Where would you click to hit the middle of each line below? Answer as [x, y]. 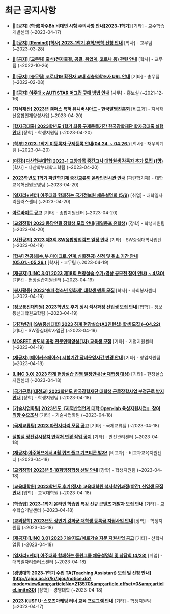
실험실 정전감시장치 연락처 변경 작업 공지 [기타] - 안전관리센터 [73, 436]
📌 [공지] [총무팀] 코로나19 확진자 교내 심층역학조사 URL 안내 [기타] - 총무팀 [86, 76]
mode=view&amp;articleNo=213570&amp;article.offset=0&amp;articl [88, 584]
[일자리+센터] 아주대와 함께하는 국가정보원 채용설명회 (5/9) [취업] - [79, 195]
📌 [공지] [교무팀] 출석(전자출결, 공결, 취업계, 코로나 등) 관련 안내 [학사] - [83, 59]
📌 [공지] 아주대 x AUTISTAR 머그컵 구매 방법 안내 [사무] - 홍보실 [76, 93]
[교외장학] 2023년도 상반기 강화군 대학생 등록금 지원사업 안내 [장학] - [81, 521]
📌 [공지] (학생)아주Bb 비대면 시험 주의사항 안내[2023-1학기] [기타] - [79, 26]
